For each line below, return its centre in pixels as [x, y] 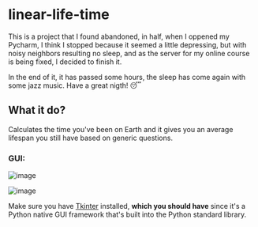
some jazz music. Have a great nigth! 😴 [75, 85]
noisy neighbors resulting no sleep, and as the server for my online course [129, 53]
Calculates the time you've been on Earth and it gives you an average [121, 129]
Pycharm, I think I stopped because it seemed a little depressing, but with [127, 44]
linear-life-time [59, 15]
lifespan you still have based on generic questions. [91, 138]
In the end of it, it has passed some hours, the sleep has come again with [127, 77]
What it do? [37, 110]
